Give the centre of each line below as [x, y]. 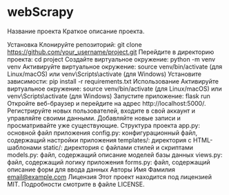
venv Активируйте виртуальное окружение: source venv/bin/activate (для [115, 66]
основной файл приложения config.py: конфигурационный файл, [102, 133]
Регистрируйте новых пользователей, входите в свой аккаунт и [101, 111]
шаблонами [24, 147]
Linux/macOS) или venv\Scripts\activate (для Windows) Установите [104, 74]
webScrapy [40, 12]
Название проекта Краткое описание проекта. [76, 31]
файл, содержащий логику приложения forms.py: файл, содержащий [109, 162]
